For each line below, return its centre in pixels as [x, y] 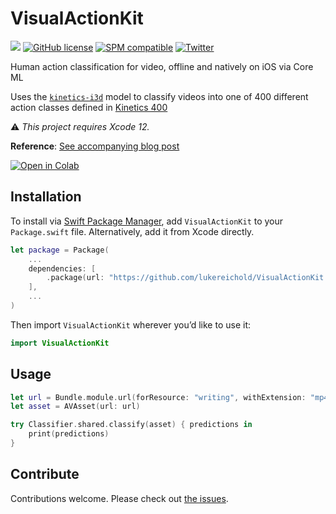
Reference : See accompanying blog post [95, 146]
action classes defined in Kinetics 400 [89, 107]
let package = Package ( [60, 250]
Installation [46, 197]
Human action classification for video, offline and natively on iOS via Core [162, 66]
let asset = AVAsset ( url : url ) [75, 407]
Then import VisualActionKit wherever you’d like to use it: [130, 324]
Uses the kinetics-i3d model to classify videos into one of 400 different [159, 96]
